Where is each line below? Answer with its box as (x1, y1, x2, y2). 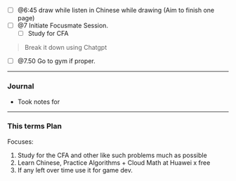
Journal (7, 81, 34, 91)
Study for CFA (27, 29, 69, 38)
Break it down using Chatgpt (24, 43, 107, 52)
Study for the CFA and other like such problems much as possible (17, 151, 207, 159)
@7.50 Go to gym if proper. (17, 57, 96, 65)
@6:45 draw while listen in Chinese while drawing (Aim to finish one (17, 6, 215, 14)
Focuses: (7, 137, 34, 146)
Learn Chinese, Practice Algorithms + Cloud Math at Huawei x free (17, 158, 211, 167)
